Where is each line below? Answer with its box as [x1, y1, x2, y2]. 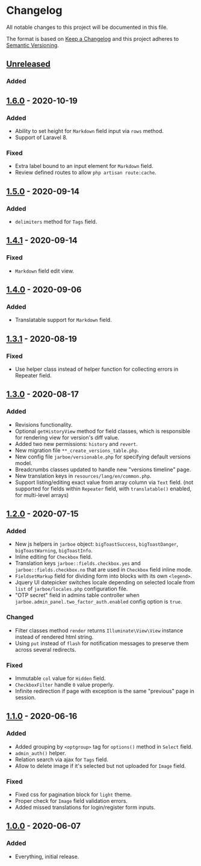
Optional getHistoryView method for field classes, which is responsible [14, 427, 191, 435]
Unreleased [6, 59, 51, 69]
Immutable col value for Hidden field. [14, 675, 106, 682]
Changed [6, 613, 34, 622]
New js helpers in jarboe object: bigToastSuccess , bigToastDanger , [14, 540, 179, 548]
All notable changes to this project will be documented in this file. [6, 23, 169, 31]
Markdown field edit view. [14, 267, 74, 274]
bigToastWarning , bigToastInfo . [14, 547, 93, 554]
